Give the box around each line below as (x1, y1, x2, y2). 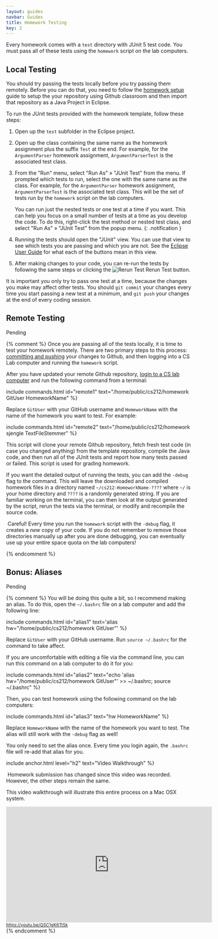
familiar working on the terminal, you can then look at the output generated (6, 496, 187, 503)
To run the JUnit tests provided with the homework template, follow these (6, 110, 184, 118)
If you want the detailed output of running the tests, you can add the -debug (6, 471, 189, 478)
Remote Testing (6, 313, 65, 324)
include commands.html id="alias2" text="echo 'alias (6, 671, 135, 678)
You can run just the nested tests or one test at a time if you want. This (14, 206, 186, 213)
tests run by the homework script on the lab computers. (14, 195, 145, 202)
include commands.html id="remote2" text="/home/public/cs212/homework (6, 423, 190, 430)
